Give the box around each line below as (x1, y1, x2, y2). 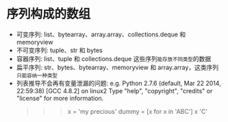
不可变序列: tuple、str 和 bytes (16, 46, 103, 54)
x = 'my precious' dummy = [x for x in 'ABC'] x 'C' (67, 107, 208, 115)
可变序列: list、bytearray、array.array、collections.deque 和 (16, 30, 186, 38)
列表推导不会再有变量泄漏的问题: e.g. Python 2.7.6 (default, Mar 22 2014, (16, 79, 222, 87)
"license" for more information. (16, 94, 104, 102)
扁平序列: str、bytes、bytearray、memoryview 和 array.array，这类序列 (16, 63, 219, 71)
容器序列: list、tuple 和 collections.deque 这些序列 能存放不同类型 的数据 (16, 54, 212, 62)
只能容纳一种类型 (16, 72, 58, 79)
